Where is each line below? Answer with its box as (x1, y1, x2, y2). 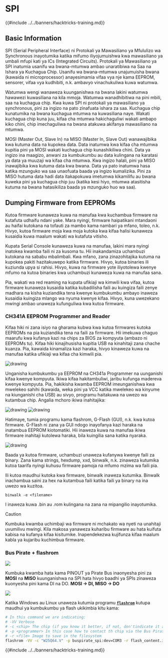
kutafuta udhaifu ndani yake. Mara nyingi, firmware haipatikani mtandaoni (5, 217, 157, 223)
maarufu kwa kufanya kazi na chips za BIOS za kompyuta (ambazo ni (5, 335, 147, 341)
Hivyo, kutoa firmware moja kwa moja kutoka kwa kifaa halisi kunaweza (5, 228, 153, 234)
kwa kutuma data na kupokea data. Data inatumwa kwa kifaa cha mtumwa (5, 141, 158, 147)
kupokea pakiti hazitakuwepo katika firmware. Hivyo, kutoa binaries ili (5, 259, 149, 265)
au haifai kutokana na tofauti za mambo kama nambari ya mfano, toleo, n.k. (5, 223, 160, 229)
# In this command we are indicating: (5, 615, 86, 620)
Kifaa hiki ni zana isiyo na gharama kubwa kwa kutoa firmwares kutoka (5, 324, 151, 330)
